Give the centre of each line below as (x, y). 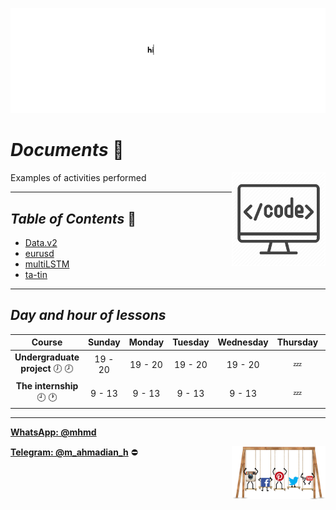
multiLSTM (47, 264)
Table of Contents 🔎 (73, 218)
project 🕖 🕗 (47, 368)
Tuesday (191, 342)
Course (47, 342)
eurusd (39, 254)
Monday (146, 342)
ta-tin (36, 275)
